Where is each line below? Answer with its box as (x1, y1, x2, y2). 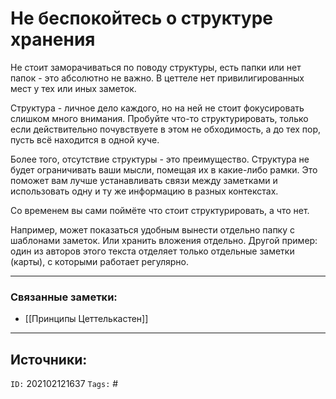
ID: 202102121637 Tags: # (10, 378, 119, 390)
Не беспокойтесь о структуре (10, 7, 273, 30)
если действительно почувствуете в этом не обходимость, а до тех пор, (10, 123, 322, 135)
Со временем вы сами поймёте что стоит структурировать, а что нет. (10, 204, 310, 216)
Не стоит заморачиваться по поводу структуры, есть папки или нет (10, 61, 302, 73)
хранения (10, 28, 96, 51)
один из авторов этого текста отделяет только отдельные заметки (10, 245, 295, 257)
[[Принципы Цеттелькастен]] (24, 313, 149, 325)
